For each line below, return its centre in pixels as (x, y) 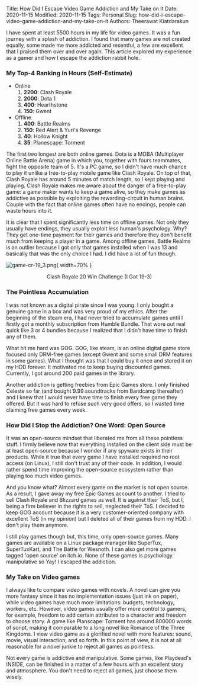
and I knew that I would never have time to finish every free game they (92, 397)
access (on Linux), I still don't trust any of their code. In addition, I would (94, 463)
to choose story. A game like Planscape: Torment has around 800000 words (99, 621)
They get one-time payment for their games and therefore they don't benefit (99, 235)
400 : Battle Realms (47, 124)
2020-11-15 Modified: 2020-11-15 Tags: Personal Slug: (72, 15)
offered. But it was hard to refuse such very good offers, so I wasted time (95, 403)
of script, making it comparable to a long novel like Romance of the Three (95, 628)
